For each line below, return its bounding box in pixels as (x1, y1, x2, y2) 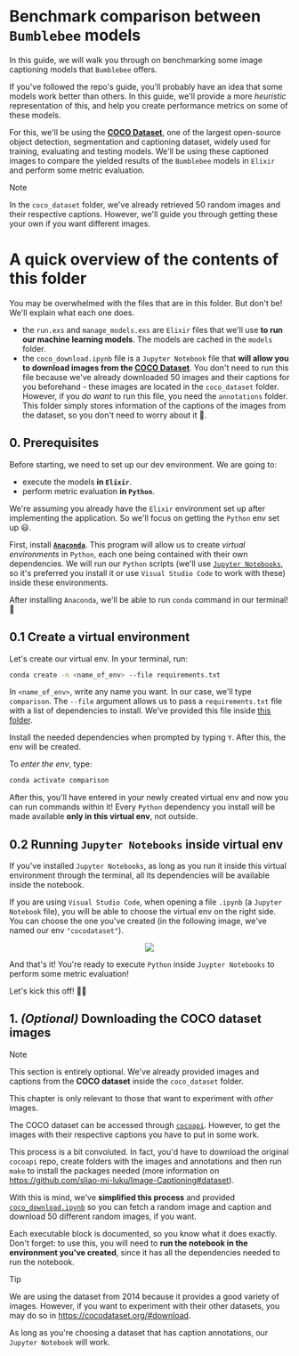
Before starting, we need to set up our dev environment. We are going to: (9, 459, 278, 469)
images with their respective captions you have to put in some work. (9, 1129, 260, 1140)
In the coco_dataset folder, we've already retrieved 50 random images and (9, 199, 281, 210)
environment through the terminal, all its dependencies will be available (9, 870, 270, 881)
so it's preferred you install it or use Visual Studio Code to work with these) (9, 567, 287, 578)
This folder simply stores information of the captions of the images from (21, 400, 287, 410)
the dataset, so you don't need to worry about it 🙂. (21, 410, 207, 420)
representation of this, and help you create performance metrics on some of (9, 100, 288, 110)
